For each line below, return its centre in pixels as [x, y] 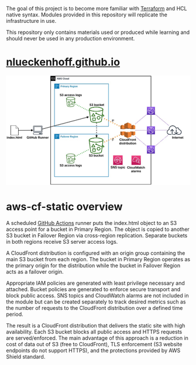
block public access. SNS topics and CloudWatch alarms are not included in [97, 295]
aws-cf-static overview [64, 207]
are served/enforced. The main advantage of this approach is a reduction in [97, 338]
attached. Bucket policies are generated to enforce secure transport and [93, 289]
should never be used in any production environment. [71, 38]
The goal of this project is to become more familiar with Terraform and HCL [97, 8]
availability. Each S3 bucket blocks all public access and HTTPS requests [94, 332]
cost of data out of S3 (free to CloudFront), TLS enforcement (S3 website [94, 344]
